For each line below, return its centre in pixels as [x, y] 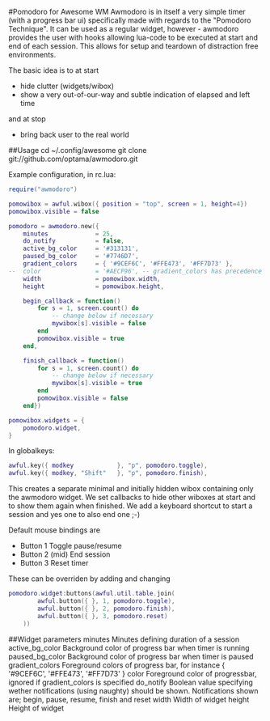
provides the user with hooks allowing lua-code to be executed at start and [133, 37]
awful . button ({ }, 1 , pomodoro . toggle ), [106, 601]
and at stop [27, 119]
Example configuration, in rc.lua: [62, 174]
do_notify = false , [74, 241]
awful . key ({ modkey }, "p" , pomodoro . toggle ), [108, 466]
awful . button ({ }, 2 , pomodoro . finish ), [106, 609]
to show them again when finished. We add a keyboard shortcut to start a [131, 506]
